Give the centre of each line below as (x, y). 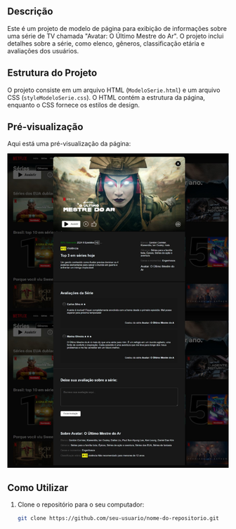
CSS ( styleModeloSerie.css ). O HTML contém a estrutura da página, (106, 97)
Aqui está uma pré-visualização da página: (69, 144)
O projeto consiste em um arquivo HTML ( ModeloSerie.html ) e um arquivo (114, 90)
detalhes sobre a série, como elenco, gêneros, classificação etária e (106, 43)
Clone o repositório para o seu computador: (81, 504)
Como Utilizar (38, 488)
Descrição (30, 12)
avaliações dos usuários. (43, 51)
